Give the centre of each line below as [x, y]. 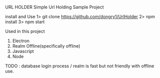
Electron [21, 41]
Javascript [23, 51]
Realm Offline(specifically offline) [46, 46]
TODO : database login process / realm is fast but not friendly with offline [80, 66]
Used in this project [25, 31]
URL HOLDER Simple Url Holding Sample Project [54, 7]
